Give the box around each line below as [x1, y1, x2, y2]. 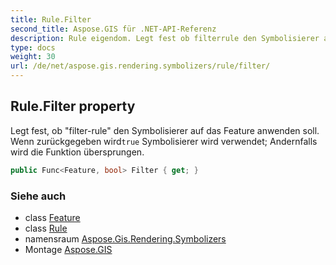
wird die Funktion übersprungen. [10, 146, 145, 158]
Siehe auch [10, 189, 67, 203]
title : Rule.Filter [10, 14, 92, 25]
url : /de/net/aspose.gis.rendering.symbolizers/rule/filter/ [10, 61, 271, 71]
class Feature [24, 211, 81, 223]
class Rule [24, 222, 68, 234]
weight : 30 [10, 52, 56, 62]
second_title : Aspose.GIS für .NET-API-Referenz [10, 24, 217, 34]
